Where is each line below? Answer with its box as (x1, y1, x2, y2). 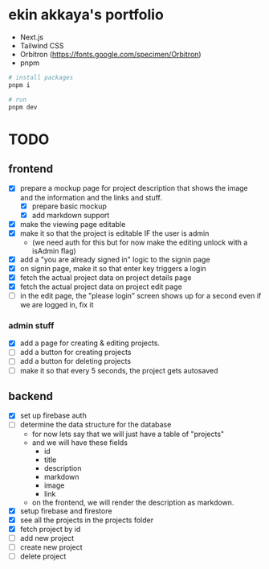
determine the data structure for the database (19, 420, 172, 430)
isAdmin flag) (31, 245, 76, 255)
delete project (19, 551, 67, 561)
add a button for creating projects (19, 348, 132, 357)
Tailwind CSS (19, 40, 64, 50)
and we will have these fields (31, 437, 128, 447)
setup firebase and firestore (19, 505, 112, 516)
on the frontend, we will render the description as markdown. (31, 497, 234, 507)
